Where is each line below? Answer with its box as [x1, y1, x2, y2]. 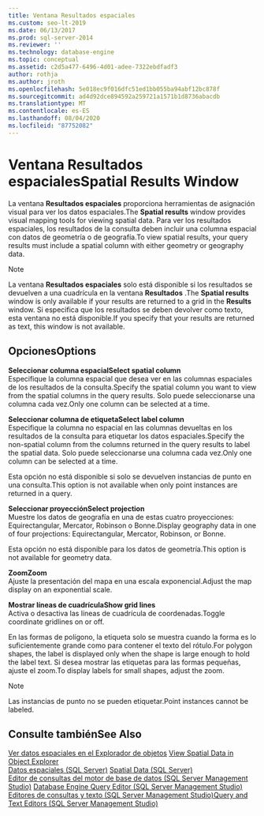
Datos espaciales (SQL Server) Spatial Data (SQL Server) [8, 765, 193, 775]
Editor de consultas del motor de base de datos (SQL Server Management [8, 773, 248, 783]
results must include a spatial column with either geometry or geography [8, 240, 244, 250]
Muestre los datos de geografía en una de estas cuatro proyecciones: [8, 512, 234, 521]
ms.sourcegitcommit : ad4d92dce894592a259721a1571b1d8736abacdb [8, 92, 221, 100]
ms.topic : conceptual [8, 56, 80, 64]
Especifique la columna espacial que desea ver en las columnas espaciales [8, 374, 252, 383]
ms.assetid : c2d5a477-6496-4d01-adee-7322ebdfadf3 [8, 63, 178, 71]
